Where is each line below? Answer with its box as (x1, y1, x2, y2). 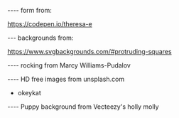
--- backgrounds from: (7, 33, 74, 42)
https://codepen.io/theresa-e (7, 20, 92, 28)
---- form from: (7, 6, 52, 14)
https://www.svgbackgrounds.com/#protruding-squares (7, 48, 172, 55)
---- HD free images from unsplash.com (7, 75, 125, 83)
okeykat (17, 89, 41, 97)
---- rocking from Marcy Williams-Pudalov (7, 61, 131, 70)
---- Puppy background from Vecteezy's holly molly (7, 102, 159, 111)
